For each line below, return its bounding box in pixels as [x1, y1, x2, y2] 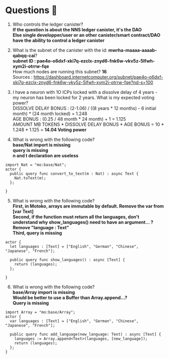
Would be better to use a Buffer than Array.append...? [12, 294, 128, 300]
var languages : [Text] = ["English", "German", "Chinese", [10, 318, 139, 324]
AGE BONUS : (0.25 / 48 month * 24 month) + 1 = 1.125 [12, 116, 126, 122]
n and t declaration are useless [12, 152, 79, 159]
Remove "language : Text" [12, 224, 70, 230]
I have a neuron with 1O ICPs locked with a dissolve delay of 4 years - [12, 89, 157, 95]
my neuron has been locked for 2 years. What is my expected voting [12, 94, 155, 100]
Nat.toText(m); [14, 175, 46, 181]
